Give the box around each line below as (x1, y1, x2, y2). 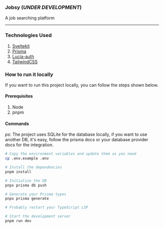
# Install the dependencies (5, 165, 62, 170)
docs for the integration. (5, 142, 54, 148)
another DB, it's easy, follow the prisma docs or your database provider (5, 137, 148, 143)
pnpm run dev (5, 219, 32, 224)
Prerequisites (5, 93, 33, 99)
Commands (5, 121, 29, 127)
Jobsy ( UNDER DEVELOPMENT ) (5, 4, 82, 11)
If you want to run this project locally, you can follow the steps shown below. (5, 82, 159, 88)
